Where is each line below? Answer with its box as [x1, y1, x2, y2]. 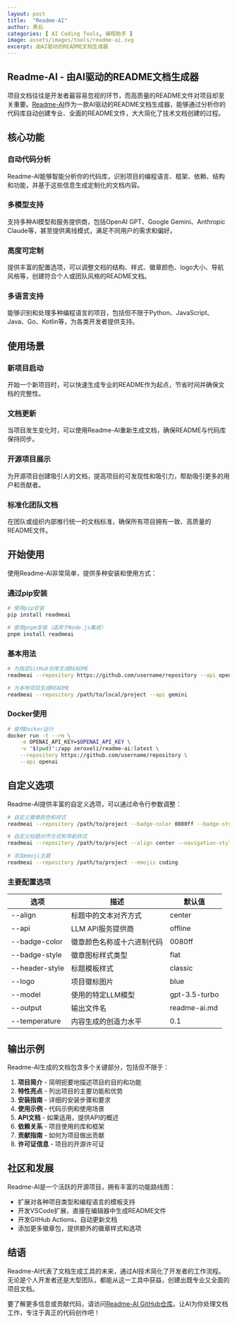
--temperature [11, 1016, 61, 1026]
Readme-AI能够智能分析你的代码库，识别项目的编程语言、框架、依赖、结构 [7, 172, 226, 180]
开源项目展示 [7, 454, 51, 464]
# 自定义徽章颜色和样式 [7, 814, 67, 821]
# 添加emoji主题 [7, 853, 51, 860]
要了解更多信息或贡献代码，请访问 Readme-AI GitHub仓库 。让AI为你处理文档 [7, 1299, 229, 1307]
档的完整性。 [7, 389, 44, 398]
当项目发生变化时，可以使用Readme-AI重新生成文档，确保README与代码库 [7, 426, 226, 434]
